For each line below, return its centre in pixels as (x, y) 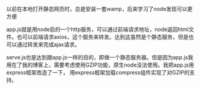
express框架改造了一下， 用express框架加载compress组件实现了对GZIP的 (98, 72)
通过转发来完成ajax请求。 (48, 44)
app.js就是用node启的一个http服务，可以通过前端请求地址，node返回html (97, 29)
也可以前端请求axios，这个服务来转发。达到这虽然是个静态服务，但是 (103, 37)
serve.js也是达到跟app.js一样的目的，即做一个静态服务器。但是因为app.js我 (100, 57)
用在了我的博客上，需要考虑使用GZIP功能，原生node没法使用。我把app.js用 (100, 65)
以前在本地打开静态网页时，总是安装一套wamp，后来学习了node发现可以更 (100, 9)
